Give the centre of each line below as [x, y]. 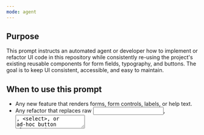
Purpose [23, 37]
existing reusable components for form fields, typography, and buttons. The [101, 64]
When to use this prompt [54, 89]
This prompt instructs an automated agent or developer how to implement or [102, 51]
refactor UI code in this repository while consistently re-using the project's [100, 58]
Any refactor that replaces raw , [90, 111]
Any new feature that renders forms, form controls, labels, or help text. [104, 104]
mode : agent [21, 12]
